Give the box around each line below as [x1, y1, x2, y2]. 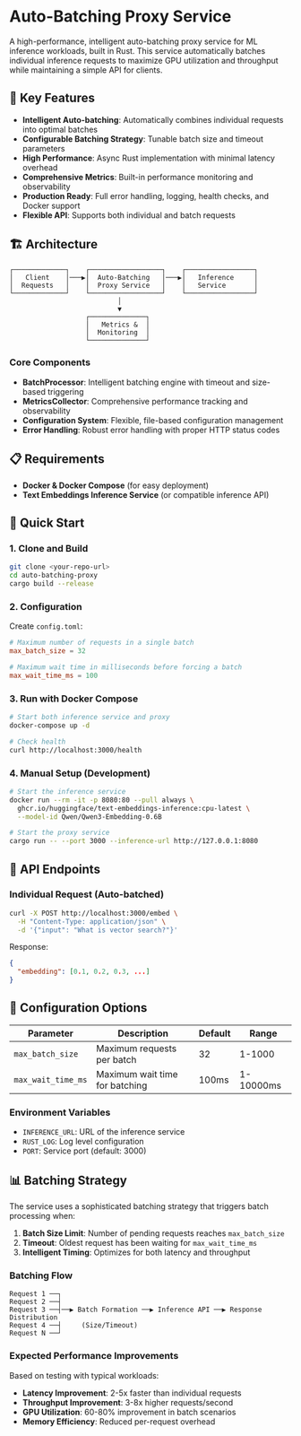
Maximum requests [95, 1042, 177, 1055]
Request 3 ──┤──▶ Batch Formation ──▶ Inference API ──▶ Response [9, 1305, 262, 1315]
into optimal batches [21, 124, 99, 135]
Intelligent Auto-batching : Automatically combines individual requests [21, 114, 284, 125]
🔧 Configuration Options [9, 1000, 148, 1015]
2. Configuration [9, 600, 82, 613]
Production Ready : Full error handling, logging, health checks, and [21, 190, 269, 201]
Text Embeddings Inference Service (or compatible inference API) [21, 489, 270, 500]
